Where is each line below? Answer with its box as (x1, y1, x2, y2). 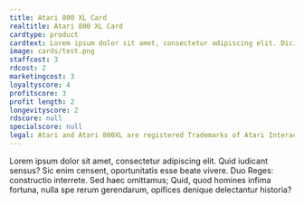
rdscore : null (9, 114, 63, 123)
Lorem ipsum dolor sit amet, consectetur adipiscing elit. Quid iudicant (9, 155, 269, 166)
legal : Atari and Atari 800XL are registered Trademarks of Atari (9, 131, 265, 140)
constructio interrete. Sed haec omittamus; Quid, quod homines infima (9, 174, 271, 185)
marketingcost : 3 (9, 72, 75, 81)
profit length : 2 (9, 97, 75, 107)
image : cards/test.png (9, 47, 95, 56)
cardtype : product (9, 30, 79, 39)
